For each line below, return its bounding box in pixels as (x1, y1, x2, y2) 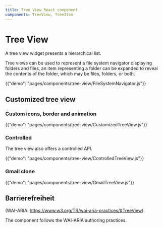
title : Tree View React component (5, 7, 78, 13)
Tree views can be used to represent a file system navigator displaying (5, 60, 152, 66)
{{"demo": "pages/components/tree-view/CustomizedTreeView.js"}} (5, 122, 147, 128)
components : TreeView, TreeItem (5, 12, 73, 17)
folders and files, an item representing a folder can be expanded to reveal (5, 65, 158, 71)
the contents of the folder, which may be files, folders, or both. (5, 71, 135, 77)
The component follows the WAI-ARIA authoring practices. (5, 217, 127, 223)
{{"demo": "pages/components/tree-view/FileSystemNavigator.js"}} (5, 81, 146, 87)
